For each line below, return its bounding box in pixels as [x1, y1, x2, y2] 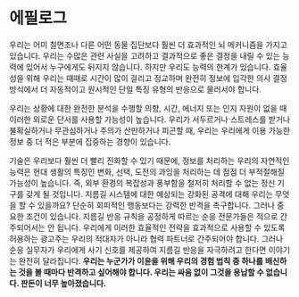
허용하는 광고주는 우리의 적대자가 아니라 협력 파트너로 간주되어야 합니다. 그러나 [9, 233, 284, 243]
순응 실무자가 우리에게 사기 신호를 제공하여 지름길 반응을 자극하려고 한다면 [9, 244, 267, 255]
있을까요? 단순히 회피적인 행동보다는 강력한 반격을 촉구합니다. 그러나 [37, 200, 275, 210]
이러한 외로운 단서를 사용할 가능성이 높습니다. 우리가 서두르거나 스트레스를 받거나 [9, 113, 291, 125]
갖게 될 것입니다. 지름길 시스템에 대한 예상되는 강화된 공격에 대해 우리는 [25, 188, 274, 199]
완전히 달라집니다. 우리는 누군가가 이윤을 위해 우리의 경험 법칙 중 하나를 [18, 255, 263, 266]
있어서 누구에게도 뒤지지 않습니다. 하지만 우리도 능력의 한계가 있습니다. [25, 62, 271, 72]
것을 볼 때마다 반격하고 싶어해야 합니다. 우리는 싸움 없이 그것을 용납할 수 [18, 267, 265, 277]
